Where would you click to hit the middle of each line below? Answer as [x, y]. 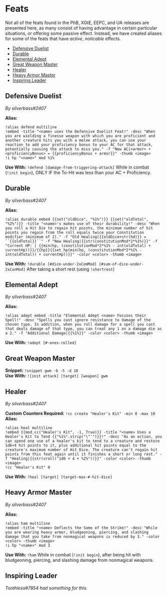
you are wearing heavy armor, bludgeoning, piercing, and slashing [77, 532]
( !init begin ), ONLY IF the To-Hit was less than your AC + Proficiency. [78, 172]
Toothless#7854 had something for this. [46, 588]
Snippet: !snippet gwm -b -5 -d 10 [42, 370]
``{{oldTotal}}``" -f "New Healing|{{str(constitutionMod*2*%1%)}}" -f [81, 241]
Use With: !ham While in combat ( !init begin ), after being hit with [73, 554]
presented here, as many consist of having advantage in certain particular [81, 28]
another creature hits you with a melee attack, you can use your [76, 140]
